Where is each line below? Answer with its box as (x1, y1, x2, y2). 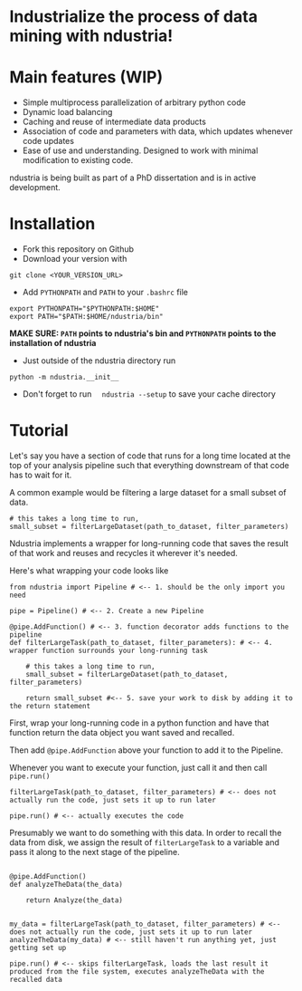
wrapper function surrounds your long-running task (9, 646, 208, 655)
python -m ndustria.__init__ (9, 373, 119, 382)
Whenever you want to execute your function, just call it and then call (9, 763, 268, 773)
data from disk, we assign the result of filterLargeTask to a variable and (9, 837, 280, 848)
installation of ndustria (9, 338, 97, 349)
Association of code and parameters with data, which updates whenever (22, 126, 294, 137)
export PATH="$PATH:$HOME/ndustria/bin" (9, 313, 165, 322)
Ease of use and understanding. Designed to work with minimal (22, 145, 259, 156)
